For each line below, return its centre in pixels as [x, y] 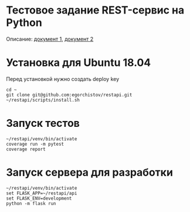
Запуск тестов [43, 123]
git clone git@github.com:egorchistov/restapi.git [69, 95]
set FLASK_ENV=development [39, 198]
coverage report [26, 149]
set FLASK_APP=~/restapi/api [42, 193]
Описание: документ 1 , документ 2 [50, 39]
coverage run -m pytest [35, 144]
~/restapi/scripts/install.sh [43, 100]
